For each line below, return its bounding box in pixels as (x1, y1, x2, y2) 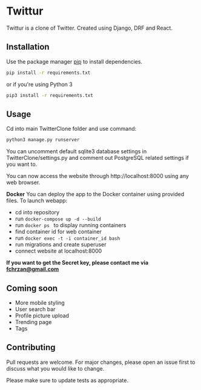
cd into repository (15, 209, 59, 216)
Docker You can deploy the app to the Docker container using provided (6, 191, 185, 198)
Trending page (15, 319, 52, 325)
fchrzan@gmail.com (6, 265, 59, 273)
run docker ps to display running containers (15, 222, 127, 229)
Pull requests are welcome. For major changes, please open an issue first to (6, 359, 196, 366)
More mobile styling (15, 299, 65, 306)
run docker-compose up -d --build (15, 215, 102, 222)
